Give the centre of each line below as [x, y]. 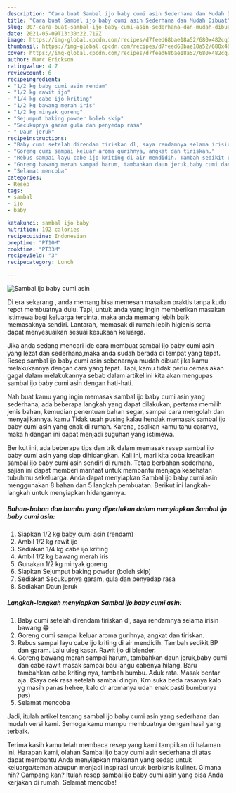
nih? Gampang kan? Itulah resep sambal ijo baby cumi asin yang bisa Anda [115, 775]
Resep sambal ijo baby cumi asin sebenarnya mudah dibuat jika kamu [108, 361]
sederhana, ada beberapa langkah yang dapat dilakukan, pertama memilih [115, 404]
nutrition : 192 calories [44, 230]
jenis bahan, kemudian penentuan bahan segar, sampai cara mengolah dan [116, 412]
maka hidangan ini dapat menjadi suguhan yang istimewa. [91, 434]
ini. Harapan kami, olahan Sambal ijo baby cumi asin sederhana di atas [109, 752]
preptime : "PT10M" [34, 243]
